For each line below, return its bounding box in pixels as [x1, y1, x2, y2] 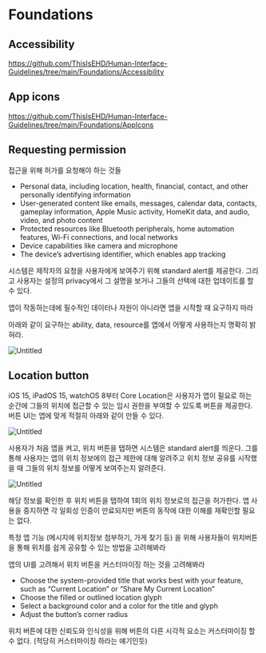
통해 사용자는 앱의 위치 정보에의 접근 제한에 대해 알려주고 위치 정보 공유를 [8, 453, 236, 463]
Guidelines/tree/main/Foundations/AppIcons [8, 120, 154, 129]
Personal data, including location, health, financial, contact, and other [19, 181, 249, 191]
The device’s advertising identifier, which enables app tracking [19, 249, 226, 259]
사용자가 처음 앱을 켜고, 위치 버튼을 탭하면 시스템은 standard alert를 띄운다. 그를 [8, 444, 258, 453]
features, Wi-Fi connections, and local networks [19, 232, 178, 241]
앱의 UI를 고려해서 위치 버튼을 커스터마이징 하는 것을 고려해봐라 [8, 559, 205, 569]
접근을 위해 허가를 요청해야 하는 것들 [8, 165, 121, 175]
